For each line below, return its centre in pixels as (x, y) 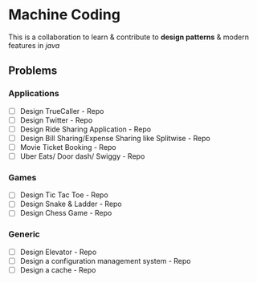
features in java (34, 45)
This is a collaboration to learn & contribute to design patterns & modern (128, 37)
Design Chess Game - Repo (66, 213)
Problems (33, 71)
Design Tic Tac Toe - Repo (64, 195)
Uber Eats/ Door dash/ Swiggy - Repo (82, 156)
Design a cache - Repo (58, 269)
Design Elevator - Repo (58, 252)
